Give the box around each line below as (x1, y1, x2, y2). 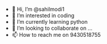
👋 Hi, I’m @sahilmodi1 (11, 6, 65, 12)
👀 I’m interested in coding (11, 12, 75, 19)
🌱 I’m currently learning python (11, 18, 88, 25)
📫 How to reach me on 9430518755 (11, 32, 101, 38)
